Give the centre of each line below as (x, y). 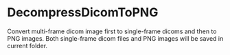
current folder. (27, 45)
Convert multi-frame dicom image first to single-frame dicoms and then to (112, 31)
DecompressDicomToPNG (83, 13)
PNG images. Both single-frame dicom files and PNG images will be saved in (115, 38)
